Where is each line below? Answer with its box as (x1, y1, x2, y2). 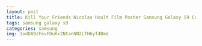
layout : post (6, 8, 39, 15)
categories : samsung (6, 25, 58, 32)
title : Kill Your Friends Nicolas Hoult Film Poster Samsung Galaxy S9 (6, 14, 189, 20)
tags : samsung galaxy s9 (6, 20, 69, 26)
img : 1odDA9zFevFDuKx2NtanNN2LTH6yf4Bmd (6, 31, 109, 37)
